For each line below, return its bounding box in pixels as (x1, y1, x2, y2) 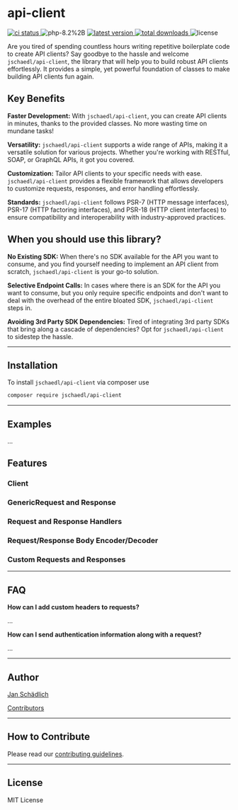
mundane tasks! (7, 126, 55, 135)
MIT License (7, 795, 44, 804)
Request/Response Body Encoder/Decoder (7, 536, 159, 546)
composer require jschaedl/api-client (7, 392, 122, 399)
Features (7, 457, 47, 469)
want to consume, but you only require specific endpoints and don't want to (7, 288, 229, 297)
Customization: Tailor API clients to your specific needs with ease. (7, 169, 203, 178)
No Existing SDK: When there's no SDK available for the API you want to (7, 252, 219, 261)
